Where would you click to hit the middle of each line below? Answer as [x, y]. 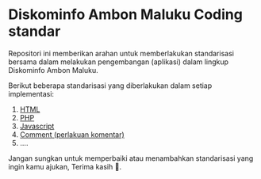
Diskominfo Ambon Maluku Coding [126, 15]
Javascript [37, 126]
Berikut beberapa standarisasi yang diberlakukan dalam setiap [110, 86]
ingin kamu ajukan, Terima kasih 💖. [65, 166]
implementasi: [31, 93]
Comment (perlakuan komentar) [72, 134]
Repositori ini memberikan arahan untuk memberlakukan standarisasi [121, 53]
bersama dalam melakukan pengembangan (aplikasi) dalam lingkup [118, 62]
